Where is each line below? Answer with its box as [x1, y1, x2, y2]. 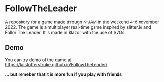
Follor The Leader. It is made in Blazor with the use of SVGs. [5, 29, 126, 35]
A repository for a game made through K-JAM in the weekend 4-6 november [5, 19, 159, 25]
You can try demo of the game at [5, 57, 72, 62]
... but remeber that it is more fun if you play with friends [5, 71, 122, 77]
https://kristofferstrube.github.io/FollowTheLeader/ [5, 61, 108, 67]
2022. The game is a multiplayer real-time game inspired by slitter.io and [5, 24, 152, 30]
